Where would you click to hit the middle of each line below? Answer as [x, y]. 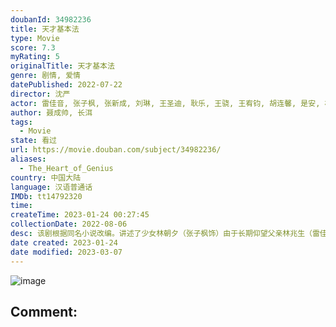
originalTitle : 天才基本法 [62, 66]
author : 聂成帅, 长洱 [51, 112]
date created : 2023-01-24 [64, 242]
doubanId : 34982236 [51, 19]
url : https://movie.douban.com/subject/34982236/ [116, 150]
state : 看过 [33, 141]
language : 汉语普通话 [51, 187]
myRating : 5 [35, 57]
